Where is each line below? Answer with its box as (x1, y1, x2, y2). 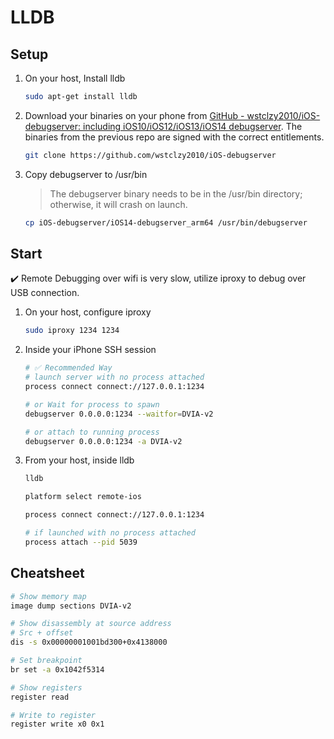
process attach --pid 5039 (24, 537, 138, 547)
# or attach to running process (24, 427, 160, 437)
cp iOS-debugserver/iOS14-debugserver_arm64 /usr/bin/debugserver (24, 217, 308, 228)
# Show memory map (10, 591, 87, 601)
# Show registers (10, 682, 83, 693)
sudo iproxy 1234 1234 (24, 326, 120, 336)
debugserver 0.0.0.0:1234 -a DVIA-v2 (24, 436, 183, 446)
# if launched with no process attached (24, 528, 196, 538)
